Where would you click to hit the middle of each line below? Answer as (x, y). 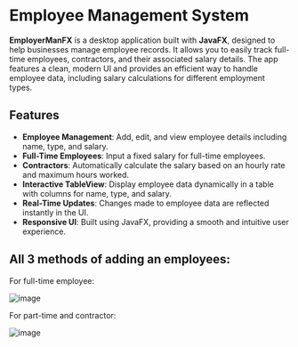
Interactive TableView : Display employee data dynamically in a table (148, 184)
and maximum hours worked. (76, 174)
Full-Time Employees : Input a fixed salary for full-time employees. (144, 156)
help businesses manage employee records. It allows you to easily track (141, 49)
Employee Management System (129, 16)
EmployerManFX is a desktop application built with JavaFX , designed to (142, 40)
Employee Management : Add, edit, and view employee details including (154, 137)
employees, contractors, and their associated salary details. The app (153, 59)
